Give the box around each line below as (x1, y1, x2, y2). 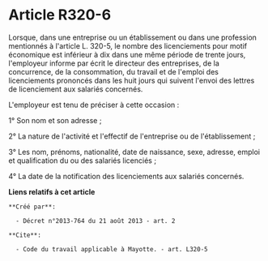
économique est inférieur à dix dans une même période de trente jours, (8, 49, 246, 59)
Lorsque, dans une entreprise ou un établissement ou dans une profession (8, 32, 257, 42)
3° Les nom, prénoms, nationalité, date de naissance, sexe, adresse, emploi (8, 147, 261, 156)
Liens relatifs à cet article (8, 186, 96, 196)
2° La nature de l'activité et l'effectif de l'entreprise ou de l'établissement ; (8, 131, 256, 141)
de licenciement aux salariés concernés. (8, 83, 143, 94)
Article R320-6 (8, 6, 112, 24)
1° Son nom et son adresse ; (8, 115, 102, 125)
